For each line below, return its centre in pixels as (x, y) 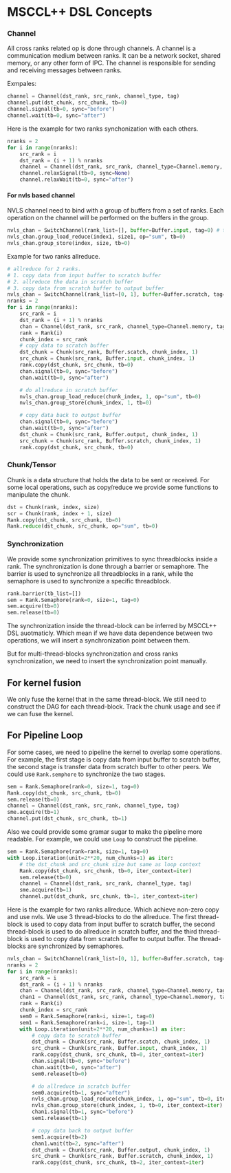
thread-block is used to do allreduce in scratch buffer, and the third (102, 932)
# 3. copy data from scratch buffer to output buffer (86, 288)
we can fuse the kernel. (41, 713)
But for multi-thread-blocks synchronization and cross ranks (93, 654)
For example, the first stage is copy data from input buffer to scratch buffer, (114, 759)
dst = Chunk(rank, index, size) (53, 507)
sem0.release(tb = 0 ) (60, 1074)
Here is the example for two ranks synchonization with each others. (103, 129)
